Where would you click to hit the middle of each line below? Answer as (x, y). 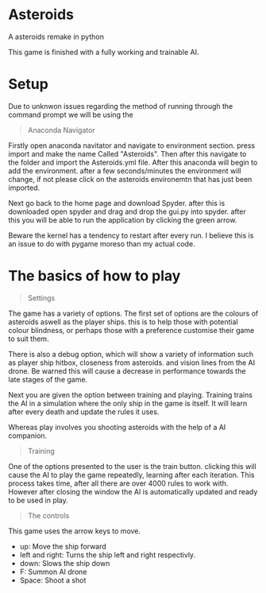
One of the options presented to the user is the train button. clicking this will (132, 466)
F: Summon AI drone (53, 572)
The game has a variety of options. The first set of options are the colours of (133, 313)
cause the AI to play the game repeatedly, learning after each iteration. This (131, 475)
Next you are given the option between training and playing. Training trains (130, 394)
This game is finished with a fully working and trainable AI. (104, 52)
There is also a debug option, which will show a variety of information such (131, 354)
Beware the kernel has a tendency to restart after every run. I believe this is (131, 235)
